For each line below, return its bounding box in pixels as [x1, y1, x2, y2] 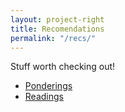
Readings [24, 91, 64, 103]
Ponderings [24, 80, 73, 92]
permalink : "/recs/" [10, 33, 97, 43]
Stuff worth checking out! [10, 61, 116, 73]
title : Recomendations [10, 24, 105, 34]
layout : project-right [10, 14, 105, 25]
